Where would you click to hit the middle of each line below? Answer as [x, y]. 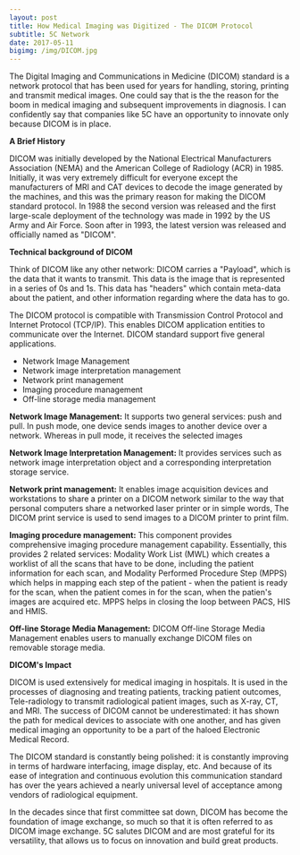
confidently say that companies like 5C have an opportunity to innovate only [149, 115]
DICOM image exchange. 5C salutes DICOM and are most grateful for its [142, 831]
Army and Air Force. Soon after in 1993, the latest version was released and [148, 226]
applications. [33, 344]
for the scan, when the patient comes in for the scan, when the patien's [141, 593]
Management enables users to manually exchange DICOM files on [131, 638]
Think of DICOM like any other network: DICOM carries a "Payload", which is [150, 269]
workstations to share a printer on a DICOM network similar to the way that [146, 499]
